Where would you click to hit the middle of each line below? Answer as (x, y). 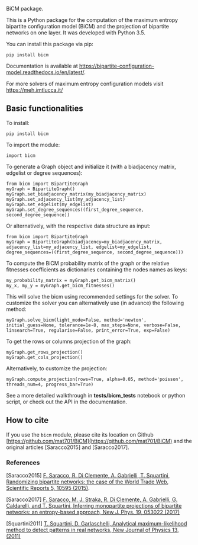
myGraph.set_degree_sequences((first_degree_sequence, (75, 210)
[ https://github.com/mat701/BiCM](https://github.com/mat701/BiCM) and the (99, 441)
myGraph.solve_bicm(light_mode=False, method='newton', (76, 320)
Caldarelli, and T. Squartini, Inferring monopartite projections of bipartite (94, 505)
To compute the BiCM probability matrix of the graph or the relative (88, 263)
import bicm (21, 156)
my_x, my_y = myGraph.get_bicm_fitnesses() (61, 286)
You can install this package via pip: (50, 44)
